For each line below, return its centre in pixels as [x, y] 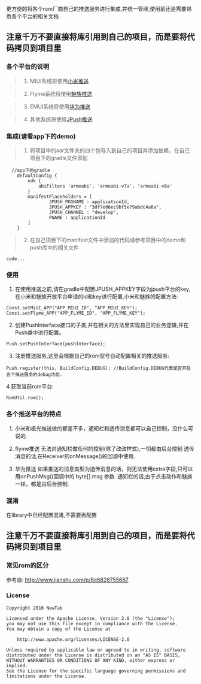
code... [16, 259]
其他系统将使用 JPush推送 [61, 119]
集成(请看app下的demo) [41, 136]
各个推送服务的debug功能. [34, 375]
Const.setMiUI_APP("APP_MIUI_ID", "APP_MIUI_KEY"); [72, 308]
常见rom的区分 [28, 565]
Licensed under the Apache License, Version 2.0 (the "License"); [91, 618]
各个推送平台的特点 [34, 414]
